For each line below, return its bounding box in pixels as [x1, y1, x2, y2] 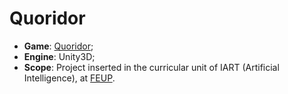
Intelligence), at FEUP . [23, 72, 116, 84]
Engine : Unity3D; [23, 50, 96, 62]
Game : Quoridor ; [23, 40, 94, 52]
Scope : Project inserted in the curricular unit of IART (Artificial [23, 61, 280, 73]
